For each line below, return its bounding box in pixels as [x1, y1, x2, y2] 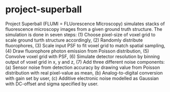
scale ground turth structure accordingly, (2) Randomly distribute [5, 37, 143, 43]
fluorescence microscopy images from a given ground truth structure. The [5, 26, 163, 32]
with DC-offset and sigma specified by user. [5, 81, 99, 87]
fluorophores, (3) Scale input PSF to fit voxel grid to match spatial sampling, [5, 42, 165, 48]
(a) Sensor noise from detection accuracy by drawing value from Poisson [5, 64, 160, 70]
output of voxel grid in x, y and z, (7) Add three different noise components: [5, 59, 165, 65]
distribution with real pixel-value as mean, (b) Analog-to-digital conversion [5, 69, 163, 76]
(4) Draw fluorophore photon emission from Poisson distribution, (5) [5, 48, 149, 54]
